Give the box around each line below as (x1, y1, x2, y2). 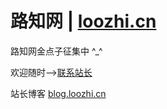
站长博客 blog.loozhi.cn (10, 87, 107, 99)
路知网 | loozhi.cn (10, 10, 157, 33)
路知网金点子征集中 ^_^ (10, 45, 103, 57)
